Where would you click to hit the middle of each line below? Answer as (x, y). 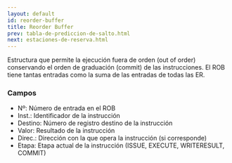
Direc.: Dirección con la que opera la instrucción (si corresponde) (112, 138)
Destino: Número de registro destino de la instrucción (95, 123)
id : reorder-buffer (36, 20)
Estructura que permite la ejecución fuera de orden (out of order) (102, 60)
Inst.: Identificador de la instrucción (69, 116)
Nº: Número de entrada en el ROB (66, 108)
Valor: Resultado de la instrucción (66, 131)
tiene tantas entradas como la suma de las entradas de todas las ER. (106, 75)
